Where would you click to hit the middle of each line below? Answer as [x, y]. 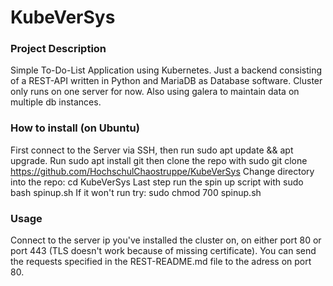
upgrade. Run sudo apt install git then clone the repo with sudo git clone [159, 160]
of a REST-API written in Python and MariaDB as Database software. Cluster [166, 81]
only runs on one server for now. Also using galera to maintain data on [155, 92]
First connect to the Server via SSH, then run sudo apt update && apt [152, 150]
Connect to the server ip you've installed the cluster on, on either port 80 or [166, 240]
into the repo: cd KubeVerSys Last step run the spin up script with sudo [157, 182]
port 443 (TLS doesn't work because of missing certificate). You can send [163, 251]
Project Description [58, 49]
